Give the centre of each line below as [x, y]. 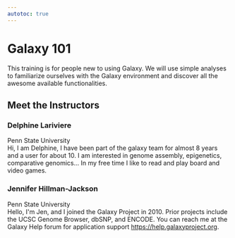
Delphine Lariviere [40, 125]
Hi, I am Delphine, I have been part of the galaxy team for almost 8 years [113, 148]
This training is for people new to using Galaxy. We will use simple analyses [117, 68]
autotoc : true [28, 14]
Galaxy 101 [39, 48]
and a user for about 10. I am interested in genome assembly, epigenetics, [115, 156]
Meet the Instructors [54, 105]
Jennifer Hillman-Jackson [53, 189]
